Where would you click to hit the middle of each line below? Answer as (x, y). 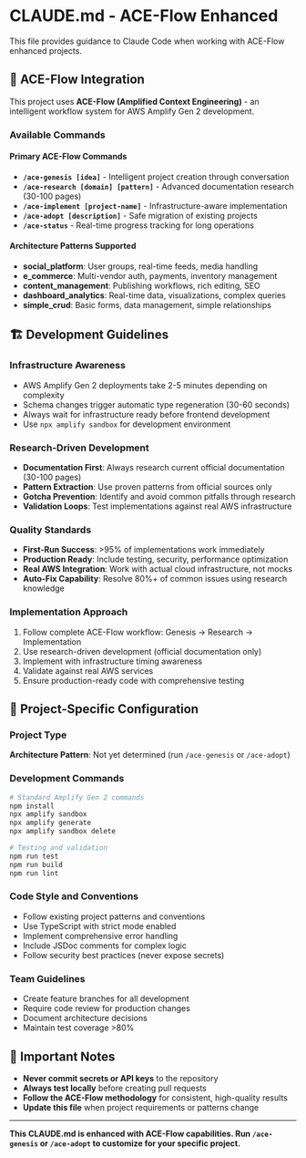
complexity (44, 395)
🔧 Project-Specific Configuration (104, 709)
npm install (32, 806)
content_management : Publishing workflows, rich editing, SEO (142, 286)
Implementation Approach (69, 612)
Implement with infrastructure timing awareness (112, 661)
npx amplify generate (51, 823)
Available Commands (58, 135)
